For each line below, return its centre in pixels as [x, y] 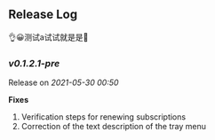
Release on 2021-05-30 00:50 [64, 82]
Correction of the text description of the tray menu [113, 127]
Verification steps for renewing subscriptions [104, 117]
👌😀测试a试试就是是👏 [48, 37]
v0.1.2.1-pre [34, 63]
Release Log [43, 15]
